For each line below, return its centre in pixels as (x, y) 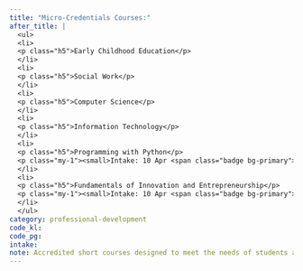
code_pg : (26, 236)
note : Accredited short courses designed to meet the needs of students (149, 253)
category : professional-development (78, 219)
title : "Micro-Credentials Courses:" (80, 18)
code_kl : (26, 228)
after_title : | (38, 26)
